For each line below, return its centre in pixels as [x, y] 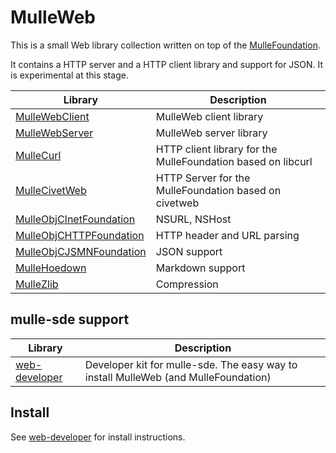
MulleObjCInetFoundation [75, 219]
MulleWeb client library [209, 116]
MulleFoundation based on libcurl [234, 161]
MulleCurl [38, 155]
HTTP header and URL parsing [227, 235]
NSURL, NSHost [193, 219]
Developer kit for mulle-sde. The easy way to [191, 364]
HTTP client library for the [216, 149]
